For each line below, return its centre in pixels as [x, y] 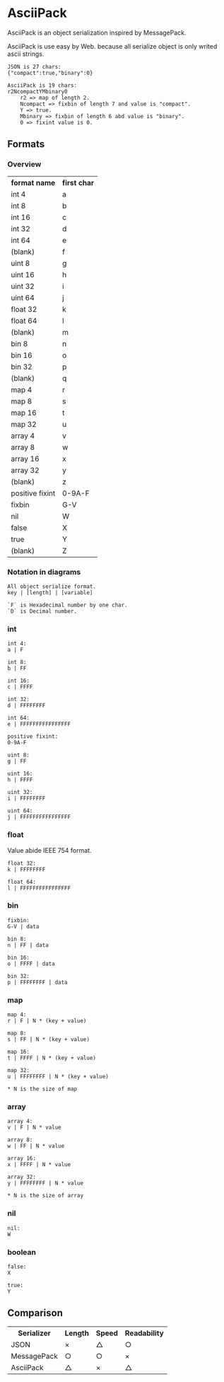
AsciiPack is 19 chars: [42, 85]
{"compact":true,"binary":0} [50, 73]
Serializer [34, 1333]
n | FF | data [28, 945]
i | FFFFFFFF [26, 799]
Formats [26, 144]
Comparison [35, 1313]
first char [78, 183]
